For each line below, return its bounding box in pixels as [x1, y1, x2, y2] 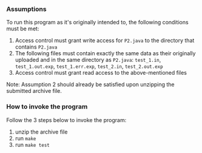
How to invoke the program [6, 103, 88, 111]
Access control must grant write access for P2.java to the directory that [15, 37, 195, 44]
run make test [15, 141, 50, 148]
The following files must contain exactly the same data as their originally [15, 50, 196, 57]
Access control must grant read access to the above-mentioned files [15, 69, 187, 76]
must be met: [6, 25, 39, 32]
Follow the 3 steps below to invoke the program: [6, 116, 127, 123]
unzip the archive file [15, 128, 68, 135]
